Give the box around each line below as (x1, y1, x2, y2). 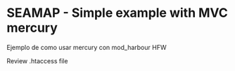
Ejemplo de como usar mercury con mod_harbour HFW (6, 43, 167, 51)
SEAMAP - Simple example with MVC (6, 5, 228, 21)
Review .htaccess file (6, 56, 68, 65)
